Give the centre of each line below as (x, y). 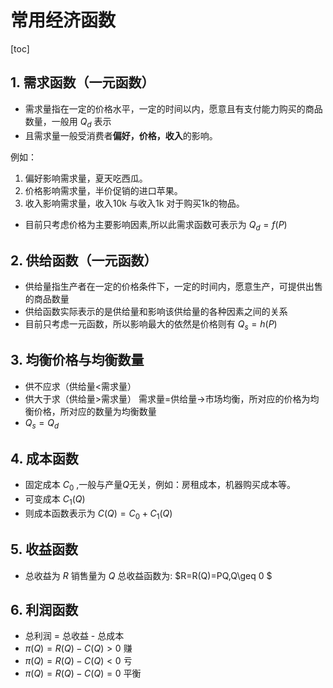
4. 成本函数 (44, 458)
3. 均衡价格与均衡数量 (77, 360)
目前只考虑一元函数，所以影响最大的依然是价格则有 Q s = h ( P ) (151, 325)
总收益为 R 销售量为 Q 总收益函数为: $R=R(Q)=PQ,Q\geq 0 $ (148, 575)
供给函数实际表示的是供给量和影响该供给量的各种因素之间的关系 (156, 312)
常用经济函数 (63, 20)
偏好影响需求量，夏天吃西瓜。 (86, 178)
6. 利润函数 (44, 609)
